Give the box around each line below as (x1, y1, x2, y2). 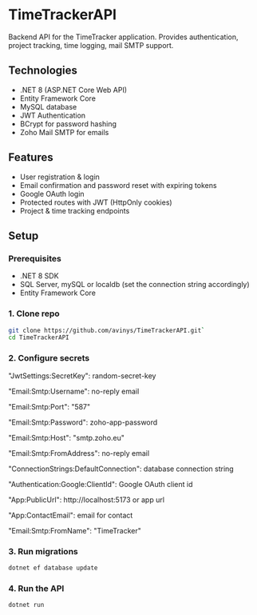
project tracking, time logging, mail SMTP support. (8, 40, 174, 50)
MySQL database (19, 102, 77, 111)
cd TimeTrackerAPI (8, 333, 69, 341)
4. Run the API (8, 582, 65, 593)
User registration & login (19, 172, 100, 182)
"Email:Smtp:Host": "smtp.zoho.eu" (8, 433, 125, 442)
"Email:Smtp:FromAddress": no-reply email (8, 448, 150, 457)
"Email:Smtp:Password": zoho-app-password (8, 417, 158, 427)
